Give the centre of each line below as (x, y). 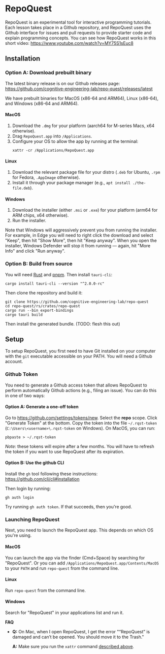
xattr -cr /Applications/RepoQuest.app (53, 150)
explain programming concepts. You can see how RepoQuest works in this (81, 38)
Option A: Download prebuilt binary (48, 73)
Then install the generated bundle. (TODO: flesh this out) (63, 324)
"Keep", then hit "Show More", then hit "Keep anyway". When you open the (81, 241)
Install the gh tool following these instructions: (51, 474)
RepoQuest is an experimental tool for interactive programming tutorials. (78, 22)
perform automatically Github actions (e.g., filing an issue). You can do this (81, 390)
